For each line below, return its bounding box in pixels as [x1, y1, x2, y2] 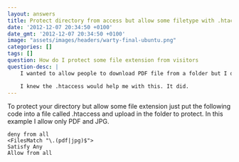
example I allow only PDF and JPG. [7, 117, 110, 126]
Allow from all [7, 150, 53, 157]
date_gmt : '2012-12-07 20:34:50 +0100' [7, 30, 126, 38]
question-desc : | [7, 63, 59, 70]
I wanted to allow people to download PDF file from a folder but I [20, 70, 228, 77]
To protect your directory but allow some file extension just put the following [7, 102, 231, 111]
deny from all [7, 131, 50, 139]
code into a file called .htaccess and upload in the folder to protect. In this [7, 109, 223, 118]
